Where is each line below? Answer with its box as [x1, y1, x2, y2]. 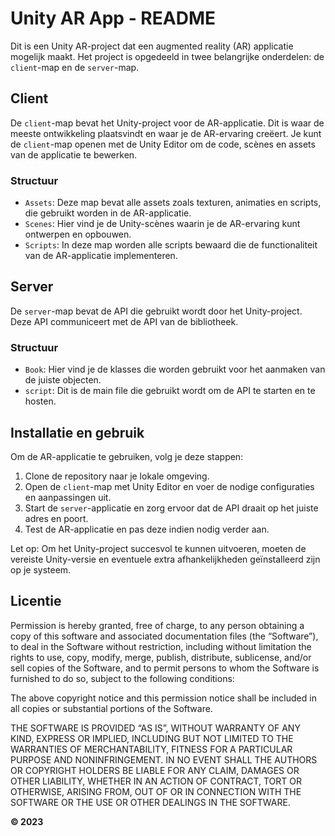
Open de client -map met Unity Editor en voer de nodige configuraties [24, 480, 315, 492]
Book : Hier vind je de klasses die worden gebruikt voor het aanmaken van [24, 363, 326, 376]
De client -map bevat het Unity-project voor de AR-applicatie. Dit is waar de [10, 117, 325, 129]
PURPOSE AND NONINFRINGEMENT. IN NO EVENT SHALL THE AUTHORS [10, 753, 318, 766]
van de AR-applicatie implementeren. [24, 250, 178, 262]
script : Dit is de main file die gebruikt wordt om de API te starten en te [24, 385, 316, 397]
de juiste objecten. [24, 374, 102, 386]
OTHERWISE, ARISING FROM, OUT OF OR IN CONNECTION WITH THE [10, 785, 302, 797]
